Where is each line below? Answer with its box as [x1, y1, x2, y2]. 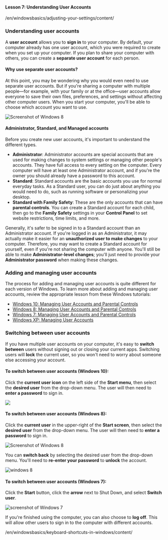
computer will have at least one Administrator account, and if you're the [12, 167, 160, 173]
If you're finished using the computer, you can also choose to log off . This [5, 514, 157, 520]
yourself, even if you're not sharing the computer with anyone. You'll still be [5, 246, 161, 252]
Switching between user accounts [5, 329, 90, 336]
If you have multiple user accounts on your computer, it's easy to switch [5, 341, 154, 347]
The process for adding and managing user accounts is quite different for [5, 281, 156, 287]
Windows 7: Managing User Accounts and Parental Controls [12, 312, 136, 318]
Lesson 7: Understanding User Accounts [5, 4, 91, 10]
